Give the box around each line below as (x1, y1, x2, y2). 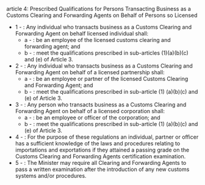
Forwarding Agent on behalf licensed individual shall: (15, 30, 149, 37)
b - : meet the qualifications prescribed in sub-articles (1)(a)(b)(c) (24, 49, 189, 57)
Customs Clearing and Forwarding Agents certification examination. (15, 153, 186, 160)
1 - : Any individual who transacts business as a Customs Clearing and (15, 24, 192, 30)
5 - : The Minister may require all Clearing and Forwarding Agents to (15, 159, 187, 166)
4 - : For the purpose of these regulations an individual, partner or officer (15, 133, 199, 141)
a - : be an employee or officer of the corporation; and (24, 114, 160, 121)
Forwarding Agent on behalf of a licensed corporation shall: (15, 108, 165, 114)
